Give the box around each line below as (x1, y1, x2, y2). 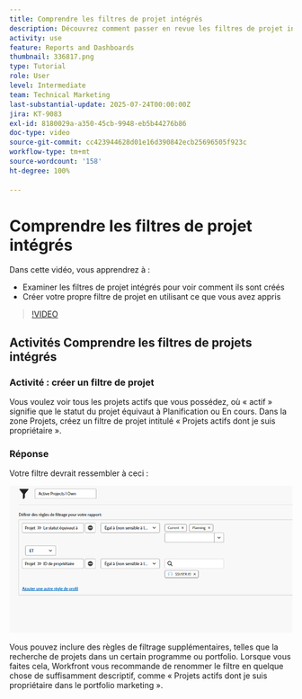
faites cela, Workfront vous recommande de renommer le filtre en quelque (9, 661, 284, 672)
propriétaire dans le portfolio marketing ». (9, 680, 164, 691)
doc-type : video (9, 129, 70, 138)
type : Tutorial (9, 62, 67, 71)
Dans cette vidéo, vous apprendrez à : (9, 264, 151, 275)
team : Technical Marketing (9, 90, 111, 99)
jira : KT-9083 (9, 109, 63, 119)
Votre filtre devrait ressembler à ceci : (9, 468, 149, 479)
